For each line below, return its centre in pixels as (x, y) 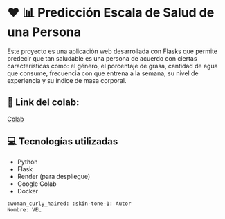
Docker (28, 191)
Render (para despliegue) (54, 176)
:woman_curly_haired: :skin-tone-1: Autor (69, 204)
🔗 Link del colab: (43, 103)
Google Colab (37, 184)
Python (27, 162)
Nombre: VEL (24, 210)
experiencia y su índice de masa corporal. (67, 80)
